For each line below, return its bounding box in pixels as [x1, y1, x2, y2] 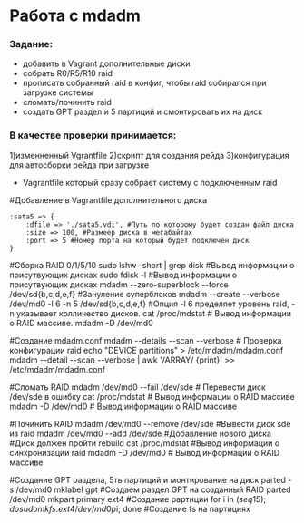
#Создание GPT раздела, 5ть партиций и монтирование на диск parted [9, 474, 286, 485]
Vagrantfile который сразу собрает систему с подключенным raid [22, 177, 278, 188]
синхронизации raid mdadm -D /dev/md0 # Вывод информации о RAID [9, 447, 280, 458]
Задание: [9, 38, 53, 51]
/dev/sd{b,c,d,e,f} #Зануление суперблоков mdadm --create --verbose [9, 288, 281, 299]
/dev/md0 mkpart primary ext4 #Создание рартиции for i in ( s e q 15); [9, 493, 266, 504]
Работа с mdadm [9, 5, 141, 26]
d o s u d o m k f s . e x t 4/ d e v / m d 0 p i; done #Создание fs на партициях [9, 503, 251, 514]
